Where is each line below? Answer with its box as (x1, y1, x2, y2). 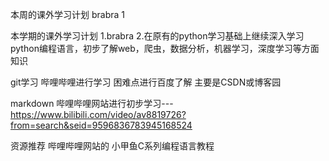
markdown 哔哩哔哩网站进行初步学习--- (10, 98, 174, 109)
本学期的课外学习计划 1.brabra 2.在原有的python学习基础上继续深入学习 (10, 30, 305, 42)
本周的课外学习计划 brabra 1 (10, 9, 125, 20)
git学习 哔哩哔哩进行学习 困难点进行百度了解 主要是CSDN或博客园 (10, 76, 282, 88)
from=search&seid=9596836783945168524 (10, 119, 193, 131)
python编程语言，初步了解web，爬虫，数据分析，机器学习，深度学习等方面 (10, 43, 320, 54)
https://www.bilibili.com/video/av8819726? (10, 109, 187, 120)
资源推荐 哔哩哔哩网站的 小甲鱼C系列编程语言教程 (10, 140, 215, 152)
